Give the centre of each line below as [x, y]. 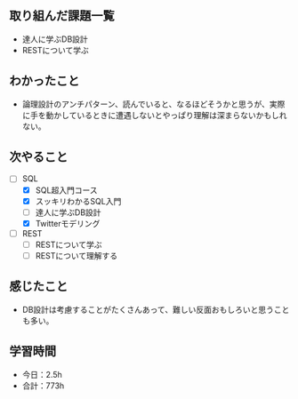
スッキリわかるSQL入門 [78, 201]
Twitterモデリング [68, 223]
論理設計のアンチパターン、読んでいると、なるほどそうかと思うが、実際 [153, 104]
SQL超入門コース [66, 190]
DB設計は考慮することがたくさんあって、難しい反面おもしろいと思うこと [156, 309]
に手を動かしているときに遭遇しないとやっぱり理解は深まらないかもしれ [154, 115]
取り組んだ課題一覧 [62, 16]
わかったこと [44, 81]
